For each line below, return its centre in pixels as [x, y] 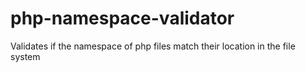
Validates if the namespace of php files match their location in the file [153, 46]
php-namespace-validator [122, 18]
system [25, 56]
